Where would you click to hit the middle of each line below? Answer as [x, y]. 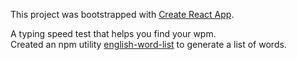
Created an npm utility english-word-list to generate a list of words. [148, 44]
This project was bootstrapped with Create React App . [122, 14]
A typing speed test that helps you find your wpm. [113, 33]
